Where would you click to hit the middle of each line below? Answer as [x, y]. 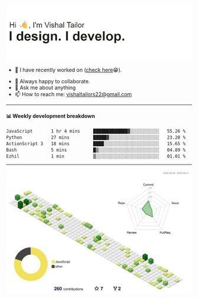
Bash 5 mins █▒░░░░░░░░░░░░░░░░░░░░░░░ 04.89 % [96, 150]
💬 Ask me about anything [45, 88]
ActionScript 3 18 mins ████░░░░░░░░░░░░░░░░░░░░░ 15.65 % [96, 144]
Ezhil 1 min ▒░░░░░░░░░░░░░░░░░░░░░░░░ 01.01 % [96, 156]
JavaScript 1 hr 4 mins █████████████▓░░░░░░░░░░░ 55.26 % [96, 132]
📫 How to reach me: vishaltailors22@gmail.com [73, 94]
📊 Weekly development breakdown [51, 116]
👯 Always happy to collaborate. [52, 81]
